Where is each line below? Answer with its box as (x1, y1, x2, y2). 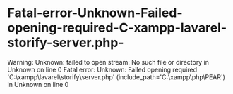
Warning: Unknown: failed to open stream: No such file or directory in (7, 58, 210, 66)
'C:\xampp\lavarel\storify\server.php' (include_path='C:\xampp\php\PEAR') (7, 72, 226, 81)
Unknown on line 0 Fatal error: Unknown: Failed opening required (7, 65, 198, 74)
